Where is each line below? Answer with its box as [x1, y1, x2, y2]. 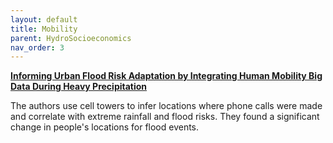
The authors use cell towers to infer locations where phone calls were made [10, 100, 323, 112]
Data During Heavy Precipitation [10, 81, 148, 93]
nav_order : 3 [10, 42, 65, 53]
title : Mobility [10, 24, 78, 34]
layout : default [10, 14, 78, 25]
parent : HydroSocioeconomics [10, 33, 132, 43]
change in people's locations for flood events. [10, 121, 200, 133]
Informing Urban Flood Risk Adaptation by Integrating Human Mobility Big [10, 70, 323, 82]
